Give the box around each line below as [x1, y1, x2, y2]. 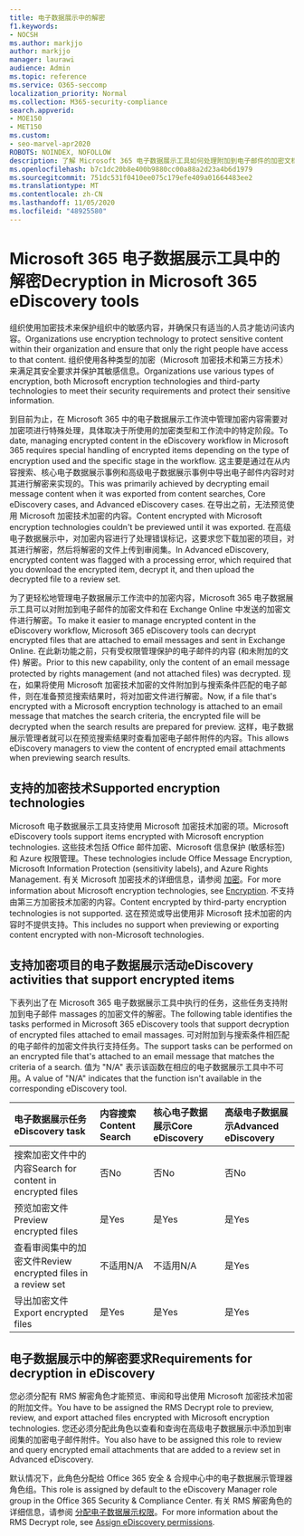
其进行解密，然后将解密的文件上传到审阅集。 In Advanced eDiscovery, [9, 544, 270, 555]
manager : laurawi [9, 55, 75, 64]
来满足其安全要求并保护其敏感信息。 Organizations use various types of [9, 365, 274, 376]
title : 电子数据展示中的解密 [9, 13, 106, 23]
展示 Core [153, 1120, 193, 1133]
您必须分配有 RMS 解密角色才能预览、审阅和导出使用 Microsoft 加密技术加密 [9, 1390, 293, 1402]
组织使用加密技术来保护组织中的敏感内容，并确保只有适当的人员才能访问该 [9, 322, 287, 333]
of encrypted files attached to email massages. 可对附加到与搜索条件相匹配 [9, 1029, 290, 1040]
